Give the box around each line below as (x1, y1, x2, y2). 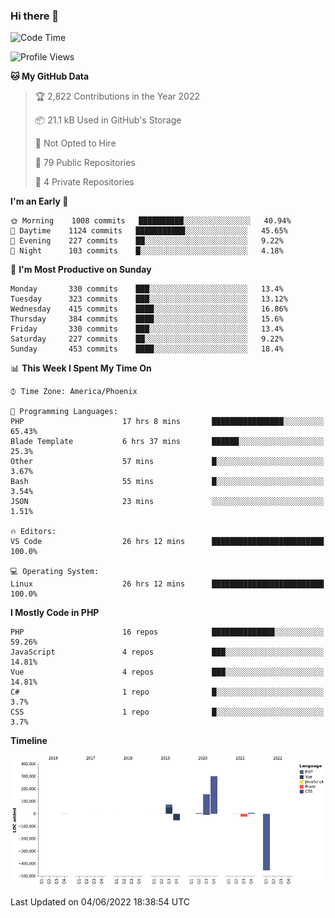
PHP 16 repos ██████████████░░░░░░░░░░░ (10, 627, 325, 638)
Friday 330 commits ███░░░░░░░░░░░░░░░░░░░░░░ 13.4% (10, 324, 284, 334)
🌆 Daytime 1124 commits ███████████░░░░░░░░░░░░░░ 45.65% (10, 226, 288, 236)
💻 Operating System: (10, 567, 100, 577)
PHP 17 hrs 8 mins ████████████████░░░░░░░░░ (10, 417, 325, 427)
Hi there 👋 (10, 9, 60, 23)
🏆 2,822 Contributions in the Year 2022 (34, 90, 201, 103)
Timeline (10, 735, 48, 747)
